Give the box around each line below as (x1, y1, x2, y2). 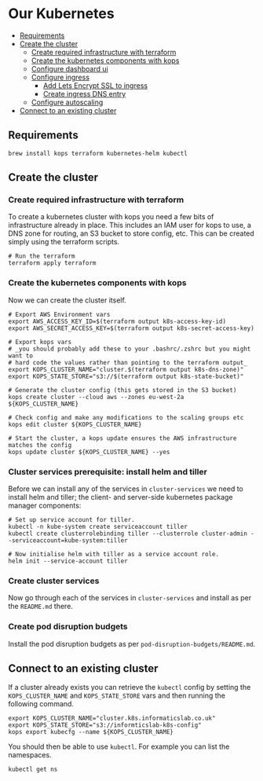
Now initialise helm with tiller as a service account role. (15, 551, 220, 559)
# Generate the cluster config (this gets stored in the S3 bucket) (8, 386, 237, 394)
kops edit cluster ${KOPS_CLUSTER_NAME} (8, 420, 143, 428)
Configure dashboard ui (31, 64, 108, 73)
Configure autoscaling (31, 97, 104, 107)
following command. (8, 699, 75, 709)
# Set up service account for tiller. (8, 516, 135, 524)
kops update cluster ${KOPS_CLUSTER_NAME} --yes (8, 448, 170, 456)
